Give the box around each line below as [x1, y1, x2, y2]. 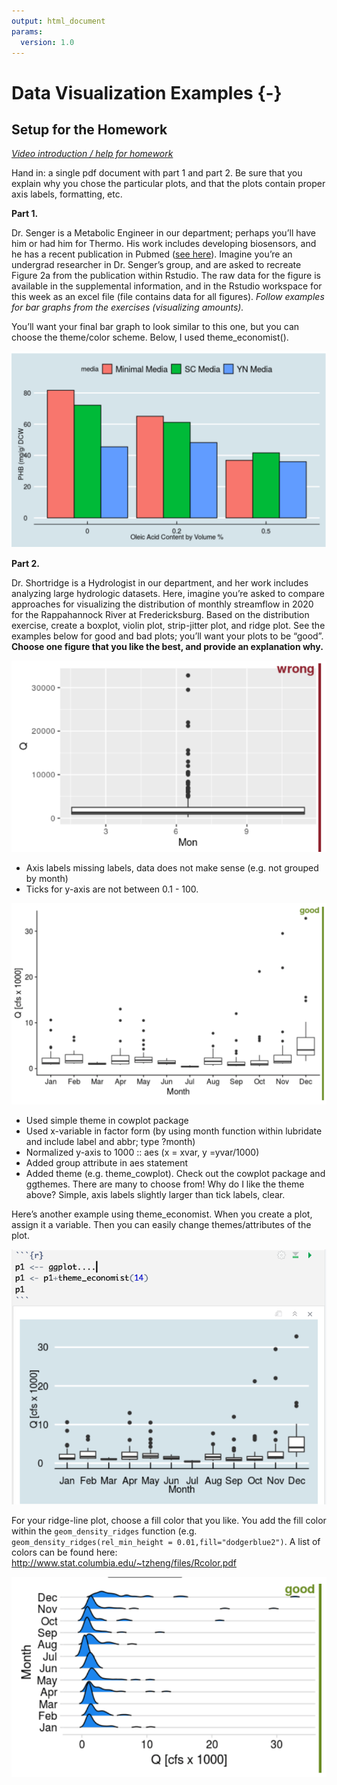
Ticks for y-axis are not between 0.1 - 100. [25, 883, 199, 895]
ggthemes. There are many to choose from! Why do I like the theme [25, 1178, 305, 1190]
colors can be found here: [11, 1546, 118, 1558]
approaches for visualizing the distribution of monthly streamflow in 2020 [11, 598, 314, 610]
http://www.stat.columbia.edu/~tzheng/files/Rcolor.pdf [11, 1556, 238, 1569]
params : [11, 26, 44, 37]
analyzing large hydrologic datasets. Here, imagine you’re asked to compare [11, 588, 325, 600]
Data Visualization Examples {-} [11, 81, 283, 104]
